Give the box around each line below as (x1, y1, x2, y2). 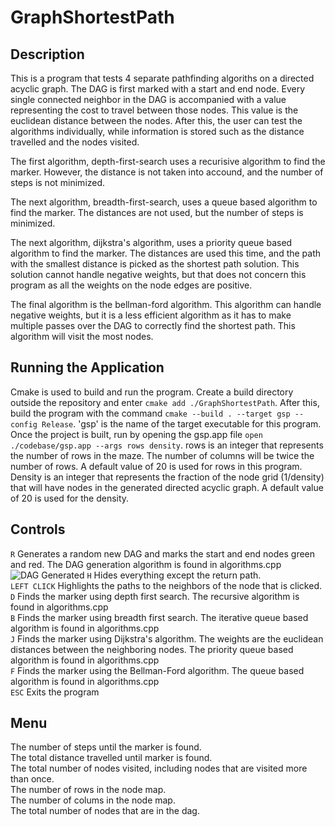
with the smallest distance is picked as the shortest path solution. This (10, 258, 300, 270)
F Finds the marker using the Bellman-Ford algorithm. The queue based (10, 664, 305, 676)
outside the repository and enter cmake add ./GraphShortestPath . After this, (10, 396, 320, 408)
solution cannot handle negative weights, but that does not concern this (10, 269, 307, 280)
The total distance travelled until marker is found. (10, 752, 213, 764)
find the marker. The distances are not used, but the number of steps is (10, 207, 304, 218)
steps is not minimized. (10, 177, 106, 188)
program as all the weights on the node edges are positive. (10, 279, 253, 291)
